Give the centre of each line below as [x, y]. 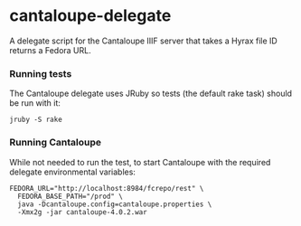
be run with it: [35, 103]
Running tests [41, 73]
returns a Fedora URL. [51, 50]
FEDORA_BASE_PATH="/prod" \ [71, 196]
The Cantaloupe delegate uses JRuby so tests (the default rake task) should [150, 94]
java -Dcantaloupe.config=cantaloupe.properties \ [115, 204]
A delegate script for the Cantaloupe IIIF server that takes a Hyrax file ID [143, 41]
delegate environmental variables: [72, 172]
